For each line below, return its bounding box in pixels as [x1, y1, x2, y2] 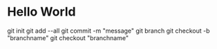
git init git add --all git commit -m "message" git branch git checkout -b [7, 27, 210, 35]
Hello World [7, 4, 76, 20]
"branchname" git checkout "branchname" [7, 33, 129, 42]
